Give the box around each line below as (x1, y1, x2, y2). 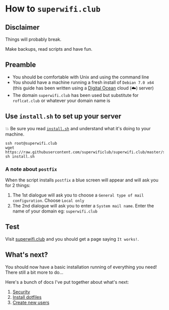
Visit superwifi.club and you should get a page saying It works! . (5, 236, 139, 242)
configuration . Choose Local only (12, 197, 84, 203)
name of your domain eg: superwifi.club (12, 208, 98, 214)
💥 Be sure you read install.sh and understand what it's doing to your (5, 125, 151, 131)
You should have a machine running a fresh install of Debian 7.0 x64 (12, 79, 154, 85)
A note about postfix (5, 165, 57, 172)
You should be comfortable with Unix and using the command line (12, 74, 149, 80)
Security (12, 288, 30, 294)
